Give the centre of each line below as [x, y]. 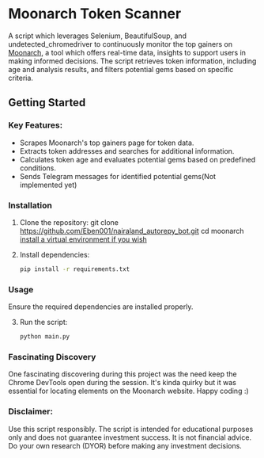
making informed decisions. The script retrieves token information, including [132, 61]
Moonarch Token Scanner [95, 14]
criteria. [21, 78]
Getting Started [47, 103]
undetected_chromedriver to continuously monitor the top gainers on [121, 44]
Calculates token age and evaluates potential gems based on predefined [138, 159]
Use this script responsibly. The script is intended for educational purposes [131, 429]
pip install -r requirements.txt [75, 269]
